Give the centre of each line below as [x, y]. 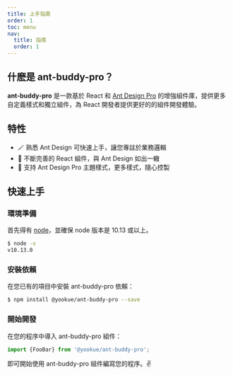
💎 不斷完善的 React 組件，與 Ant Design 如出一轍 [89, 158]
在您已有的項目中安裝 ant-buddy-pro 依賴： [71, 287]
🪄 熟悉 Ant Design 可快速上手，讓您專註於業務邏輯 [92, 147]
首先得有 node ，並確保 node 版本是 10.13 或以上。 [80, 230]
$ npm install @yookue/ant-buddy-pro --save [74, 300]
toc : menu [22, 27]
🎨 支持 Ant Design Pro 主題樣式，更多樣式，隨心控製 [94, 167]
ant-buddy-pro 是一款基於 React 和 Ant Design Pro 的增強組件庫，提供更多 [116, 96]
